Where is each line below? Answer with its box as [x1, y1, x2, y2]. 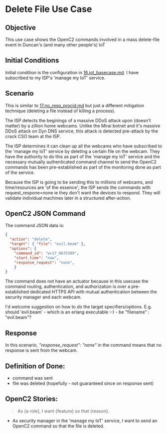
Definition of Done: [5, 362, 65, 370]
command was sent [12, 375, 53, 381]
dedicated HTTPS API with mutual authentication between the [29, 289, 157, 295]
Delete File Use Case [5, 3, 92, 15]
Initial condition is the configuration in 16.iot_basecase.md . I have [5, 69, 139, 75]
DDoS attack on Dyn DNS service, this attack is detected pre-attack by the [5, 128, 159, 134]
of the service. [5, 169, 35, 175]
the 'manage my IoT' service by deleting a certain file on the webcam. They [5, 148, 161, 154]
